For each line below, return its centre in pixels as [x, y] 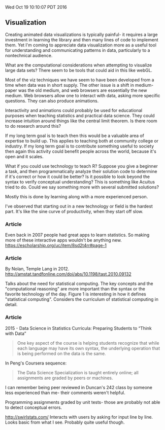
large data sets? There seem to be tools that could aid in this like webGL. [79, 70]
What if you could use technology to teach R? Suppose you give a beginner [82, 166]
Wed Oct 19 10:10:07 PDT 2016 [36, 7]
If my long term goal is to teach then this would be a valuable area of [75, 136]
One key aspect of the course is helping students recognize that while [88, 343]
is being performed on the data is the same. [62, 353]
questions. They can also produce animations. [52, 101]
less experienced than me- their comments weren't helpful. [65, 393]
